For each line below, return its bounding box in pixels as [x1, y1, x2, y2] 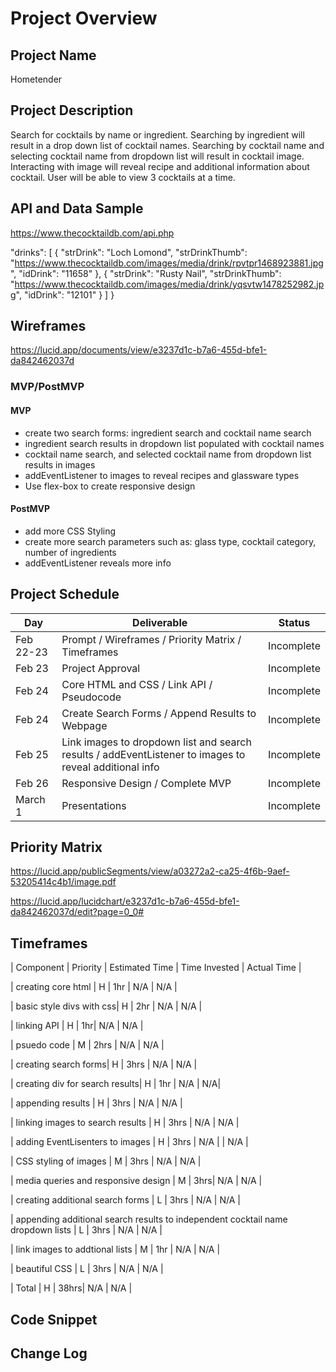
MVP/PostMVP [10, 380, 85, 394]
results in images [24, 458, 96, 471]
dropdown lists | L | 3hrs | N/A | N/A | [10, 1224, 163, 1236]
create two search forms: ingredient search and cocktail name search [24, 427, 312, 439]
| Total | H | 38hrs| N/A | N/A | [10, 1282, 133, 1294]
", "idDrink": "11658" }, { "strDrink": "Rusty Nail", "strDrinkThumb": [10, 267, 282, 279]
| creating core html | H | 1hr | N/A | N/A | [10, 981, 178, 993]
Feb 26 [15, 776, 49, 790]
